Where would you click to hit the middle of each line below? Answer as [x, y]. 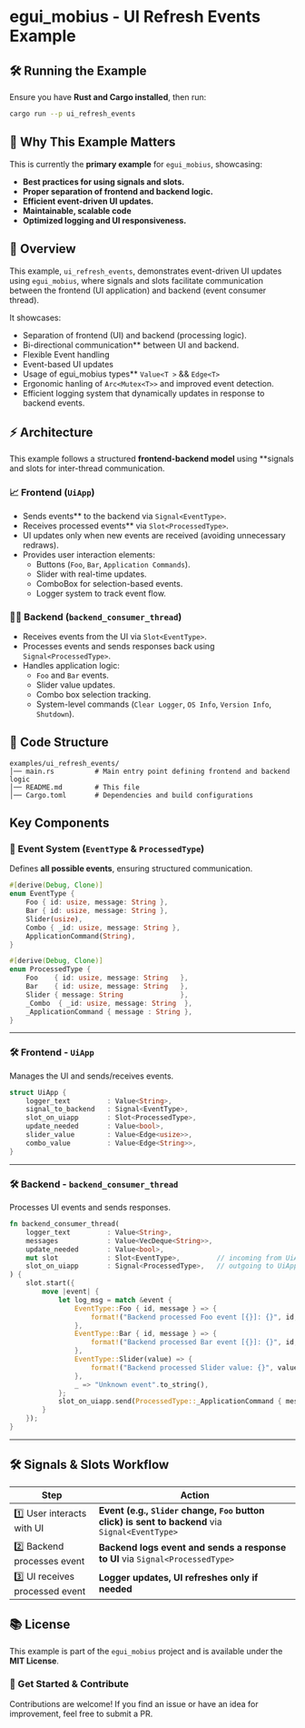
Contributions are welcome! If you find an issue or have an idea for [134, 1703]
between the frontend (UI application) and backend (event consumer [138, 290]
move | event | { [71, 1291]
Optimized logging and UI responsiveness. [104, 220]
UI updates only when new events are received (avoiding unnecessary [154, 535]
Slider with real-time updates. [91, 574]
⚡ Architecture [51, 432]
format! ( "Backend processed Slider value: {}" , [182, 1367]
